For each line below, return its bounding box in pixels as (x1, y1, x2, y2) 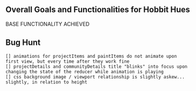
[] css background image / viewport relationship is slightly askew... (5, 74, 185, 80)
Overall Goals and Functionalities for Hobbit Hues (5, 5, 191, 15)
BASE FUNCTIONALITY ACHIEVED (5, 20, 89, 27)
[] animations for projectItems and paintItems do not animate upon (5, 53, 177, 59)
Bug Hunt (5, 38, 41, 48)
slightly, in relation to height (5, 79, 88, 85)
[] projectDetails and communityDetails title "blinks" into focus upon (5, 63, 188, 70)
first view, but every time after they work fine (5, 58, 130, 64)
